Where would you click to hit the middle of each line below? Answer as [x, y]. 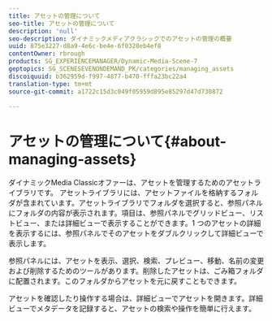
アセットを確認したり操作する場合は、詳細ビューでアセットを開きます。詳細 [136, 298]
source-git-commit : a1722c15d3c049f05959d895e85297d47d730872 [116, 91]
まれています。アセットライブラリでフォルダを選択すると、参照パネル [147, 203]
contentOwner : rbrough [47, 54]
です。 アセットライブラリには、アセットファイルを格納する [136, 193]
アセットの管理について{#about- [118, 141]
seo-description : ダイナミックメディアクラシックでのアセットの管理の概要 [121, 39]
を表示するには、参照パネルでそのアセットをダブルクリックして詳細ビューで [136, 233]
